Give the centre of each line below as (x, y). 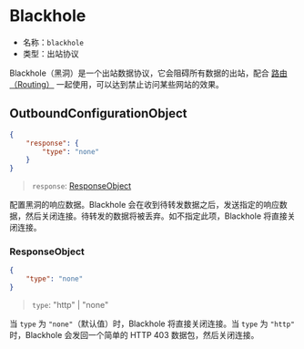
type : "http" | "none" (70, 305)
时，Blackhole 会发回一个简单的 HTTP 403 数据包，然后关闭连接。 (134, 335)
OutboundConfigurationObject (99, 113)
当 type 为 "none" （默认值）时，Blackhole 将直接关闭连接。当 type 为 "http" (152, 323)
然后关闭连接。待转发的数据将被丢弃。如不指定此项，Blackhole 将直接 (157, 216)
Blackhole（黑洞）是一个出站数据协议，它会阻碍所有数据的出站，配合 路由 (149, 73)
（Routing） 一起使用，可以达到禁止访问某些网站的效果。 (117, 84)
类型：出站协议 (51, 53)
